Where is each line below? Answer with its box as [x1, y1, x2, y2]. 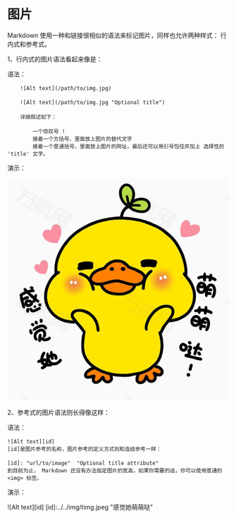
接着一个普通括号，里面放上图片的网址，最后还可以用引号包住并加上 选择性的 [32, 142, 225, 150]
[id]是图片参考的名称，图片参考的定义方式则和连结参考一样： [7, 445, 162, 452]
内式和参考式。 [7, 39, 51, 48]
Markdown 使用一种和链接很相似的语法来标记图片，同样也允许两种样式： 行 [7, 31, 227, 39]
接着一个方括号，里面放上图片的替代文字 [32, 135, 132, 142]
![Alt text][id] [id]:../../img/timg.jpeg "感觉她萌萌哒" [7, 502, 154, 511]
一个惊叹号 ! [32, 128, 66, 135]
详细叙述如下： [20, 113, 57, 121]
